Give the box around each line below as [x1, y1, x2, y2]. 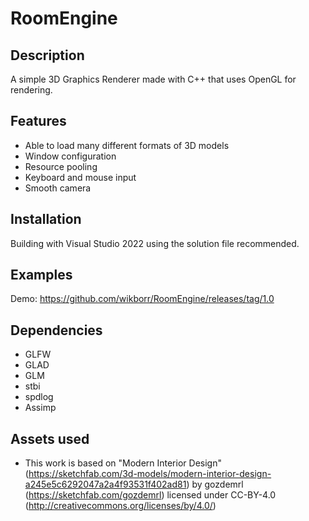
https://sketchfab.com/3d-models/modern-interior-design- [28, 468, 272, 480]
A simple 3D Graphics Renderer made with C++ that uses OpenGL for [10, 73, 297, 85]
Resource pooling [24, 160, 98, 172]
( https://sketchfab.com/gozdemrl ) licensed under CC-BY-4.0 [24, 489, 277, 501]
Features [10, 113, 67, 130]
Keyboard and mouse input [24, 171, 137, 183]
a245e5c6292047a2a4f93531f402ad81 [24, 478, 187, 491]
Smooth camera [24, 182, 92, 194]
